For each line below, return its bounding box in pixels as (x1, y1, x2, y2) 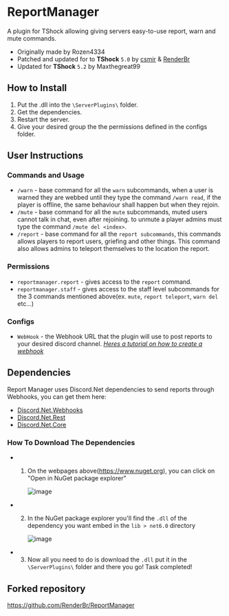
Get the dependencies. (17, 107, 83, 116)
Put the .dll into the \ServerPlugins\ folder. (17, 101, 139, 109)
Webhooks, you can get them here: (7, 392, 107, 400)
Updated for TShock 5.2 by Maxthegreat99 (17, 62, 141, 70)
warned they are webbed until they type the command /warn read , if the (17, 194, 221, 202)
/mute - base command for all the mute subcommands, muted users (17, 208, 208, 216)
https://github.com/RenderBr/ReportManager (7, 601, 135, 609)
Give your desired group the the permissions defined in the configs (17, 122, 208, 131)
